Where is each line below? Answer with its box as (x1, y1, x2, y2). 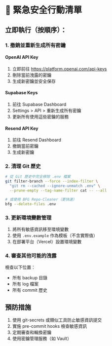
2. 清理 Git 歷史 (5, 163, 41, 170)
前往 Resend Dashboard (12, 137, 62, 143)
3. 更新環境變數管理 (5, 214, 52, 221)
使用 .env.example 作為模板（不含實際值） (12, 232, 98, 238)
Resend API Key (5, 125, 38, 131)
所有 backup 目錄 (12, 275, 48, 281)
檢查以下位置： (5, 265, 36, 270)
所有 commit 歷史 (12, 287, 48, 293)
